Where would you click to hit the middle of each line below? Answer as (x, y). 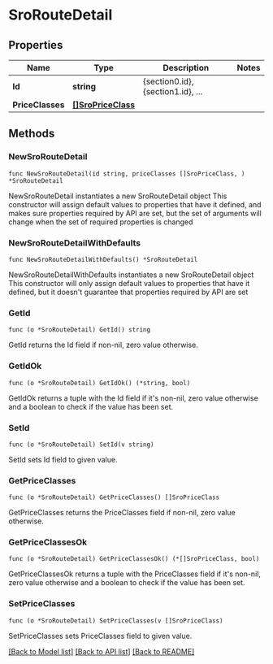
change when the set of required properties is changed (101, 222)
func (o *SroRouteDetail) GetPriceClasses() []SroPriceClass (114, 497)
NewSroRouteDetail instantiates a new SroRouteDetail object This (118, 196)
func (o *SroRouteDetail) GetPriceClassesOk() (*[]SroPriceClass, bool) (134, 559)
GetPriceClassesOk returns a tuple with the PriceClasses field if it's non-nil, (135, 574)
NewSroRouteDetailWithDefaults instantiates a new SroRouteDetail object (131, 275)
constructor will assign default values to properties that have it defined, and (135, 204)
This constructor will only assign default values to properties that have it (129, 283)
